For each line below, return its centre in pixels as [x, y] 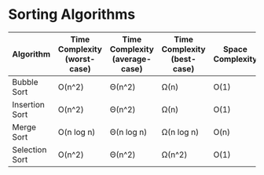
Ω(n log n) [180, 132]
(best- [183, 59]
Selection [29, 149]
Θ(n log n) [128, 132]
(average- [132, 59]
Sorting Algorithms [72, 15]
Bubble [25, 82]
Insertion [28, 104]
